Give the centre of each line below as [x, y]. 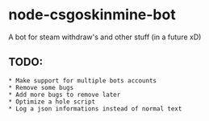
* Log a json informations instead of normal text [95, 109]
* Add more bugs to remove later [65, 95]
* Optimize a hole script [52, 102]
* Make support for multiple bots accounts [83, 81]
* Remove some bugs [41, 87]
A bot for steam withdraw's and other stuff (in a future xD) [105, 37]
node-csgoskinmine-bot [92, 15]
